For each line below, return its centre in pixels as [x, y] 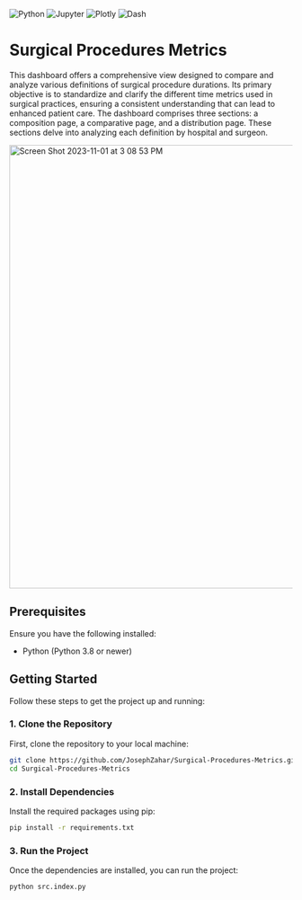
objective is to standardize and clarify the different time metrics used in [141, 94]
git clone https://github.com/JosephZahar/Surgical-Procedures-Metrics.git [154, 760]
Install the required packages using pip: [82, 811]
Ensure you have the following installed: [83, 633]
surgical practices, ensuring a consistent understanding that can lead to [142, 103]
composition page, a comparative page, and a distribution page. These [141, 122]
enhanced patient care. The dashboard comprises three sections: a [134, 113]
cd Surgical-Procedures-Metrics [70, 769]
